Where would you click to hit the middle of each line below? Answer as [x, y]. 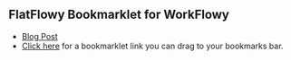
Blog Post [39, 36]
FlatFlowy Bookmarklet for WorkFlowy [119, 15]
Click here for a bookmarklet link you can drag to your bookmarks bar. [152, 46]
